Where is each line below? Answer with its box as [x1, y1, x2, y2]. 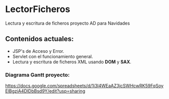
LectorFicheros [5, 4, 70, 15]
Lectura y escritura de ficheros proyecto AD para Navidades [5, 20, 130, 26]
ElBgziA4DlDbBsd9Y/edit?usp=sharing [5, 88, 86, 94]
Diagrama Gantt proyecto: [5, 71, 70, 78]
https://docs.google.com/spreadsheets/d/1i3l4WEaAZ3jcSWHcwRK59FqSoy [5, 83, 164, 89]
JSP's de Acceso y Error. [12, 48, 64, 54]
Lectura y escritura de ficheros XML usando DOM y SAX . [12, 59, 132, 65]
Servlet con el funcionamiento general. [12, 53, 93, 59]
